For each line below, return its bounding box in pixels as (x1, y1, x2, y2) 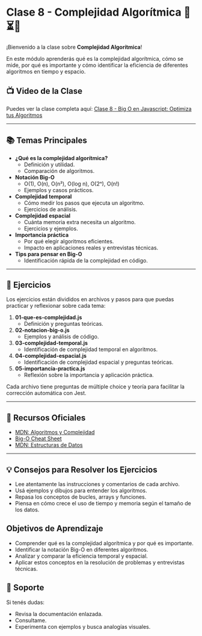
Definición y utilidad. (23, 161, 75, 168)
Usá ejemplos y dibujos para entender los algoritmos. (14, 487, 147, 494)
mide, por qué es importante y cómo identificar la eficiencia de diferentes (6, 61, 188, 69)
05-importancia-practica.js (14, 365, 85, 372)
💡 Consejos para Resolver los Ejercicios (6, 464, 158, 475)
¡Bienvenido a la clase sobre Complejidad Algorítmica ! (6, 43, 142, 51)
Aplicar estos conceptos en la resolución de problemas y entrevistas (14, 558, 185, 566)
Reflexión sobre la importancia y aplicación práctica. (23, 372, 155, 379)
